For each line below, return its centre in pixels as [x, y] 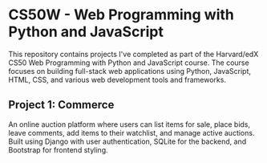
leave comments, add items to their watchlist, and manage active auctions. [131, 132]
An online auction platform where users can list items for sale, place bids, [129, 124]
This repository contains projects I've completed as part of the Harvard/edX [133, 54]
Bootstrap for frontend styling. [58, 149]
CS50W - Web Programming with [121, 15]
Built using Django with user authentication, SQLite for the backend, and [127, 141]
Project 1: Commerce [61, 105]
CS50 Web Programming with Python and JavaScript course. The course [129, 63]
